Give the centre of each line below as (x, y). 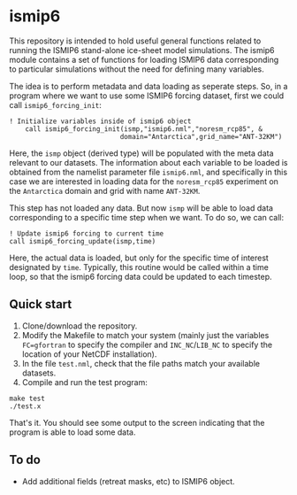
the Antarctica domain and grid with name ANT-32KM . (105, 190)
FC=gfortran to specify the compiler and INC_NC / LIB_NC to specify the (147, 344)
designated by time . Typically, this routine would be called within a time (139, 267)
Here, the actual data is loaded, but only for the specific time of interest (139, 258)
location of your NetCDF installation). (89, 354)
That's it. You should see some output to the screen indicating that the (137, 422)
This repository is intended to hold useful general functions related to (135, 41)
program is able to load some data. (72, 432)
